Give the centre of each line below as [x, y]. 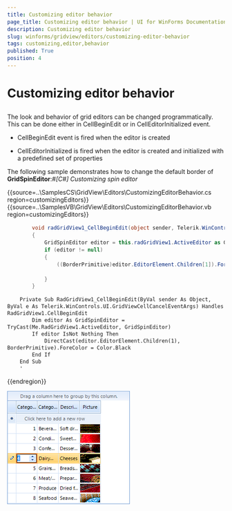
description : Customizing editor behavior [69, 29]
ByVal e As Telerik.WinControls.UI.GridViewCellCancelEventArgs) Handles [116, 307]
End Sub [30, 362]
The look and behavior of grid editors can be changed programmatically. [110, 117]
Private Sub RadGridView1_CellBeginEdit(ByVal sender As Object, [116, 300]
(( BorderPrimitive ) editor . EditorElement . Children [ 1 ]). [137, 264]
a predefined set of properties [60, 158]
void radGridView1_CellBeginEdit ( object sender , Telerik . [117, 228]
